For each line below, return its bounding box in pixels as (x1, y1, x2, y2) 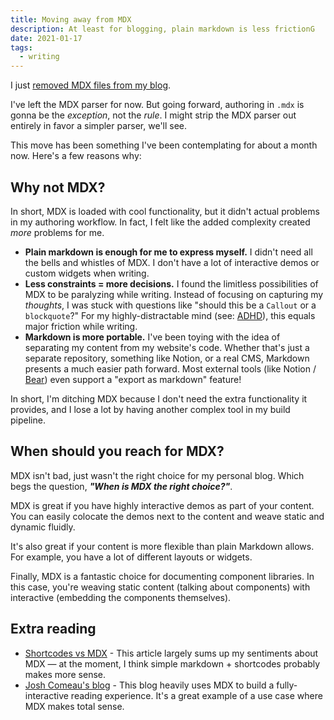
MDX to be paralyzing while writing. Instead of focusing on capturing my (24, 288, 324, 300)
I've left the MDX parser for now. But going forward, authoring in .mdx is (10, 99, 305, 111)
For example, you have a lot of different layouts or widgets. (10, 551, 253, 563)
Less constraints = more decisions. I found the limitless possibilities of (24, 277, 319, 290)
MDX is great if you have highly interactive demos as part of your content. (10, 499, 315, 511)
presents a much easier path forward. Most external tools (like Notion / (24, 362, 317, 375)
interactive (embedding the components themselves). (10, 591, 232, 603)
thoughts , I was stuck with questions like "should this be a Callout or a (24, 299, 317, 311)
